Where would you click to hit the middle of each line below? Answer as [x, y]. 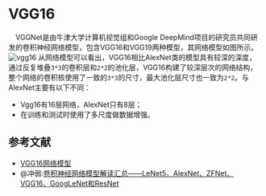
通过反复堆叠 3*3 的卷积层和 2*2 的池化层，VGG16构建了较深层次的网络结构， [133, 67]
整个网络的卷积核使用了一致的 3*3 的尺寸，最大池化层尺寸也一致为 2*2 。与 [129, 77]
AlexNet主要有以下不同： [50, 87]
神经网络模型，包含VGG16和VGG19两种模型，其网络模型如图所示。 [147, 47]
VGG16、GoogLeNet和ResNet [69, 183]
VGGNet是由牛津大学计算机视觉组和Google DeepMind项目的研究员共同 [133, 37]
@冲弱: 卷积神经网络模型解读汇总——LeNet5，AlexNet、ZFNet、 [127, 173]
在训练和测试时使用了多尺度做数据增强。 [87, 114]
